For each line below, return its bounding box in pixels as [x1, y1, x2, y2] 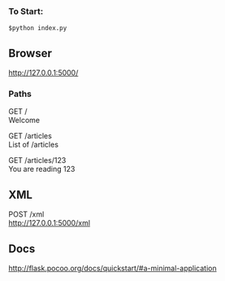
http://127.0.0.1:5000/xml [8, 218, 91, 228]
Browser [8, 46, 53, 60]
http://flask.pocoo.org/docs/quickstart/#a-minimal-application [8, 263, 217, 274]
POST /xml [8, 209, 45, 219]
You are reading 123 [8, 165, 76, 174]
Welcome [8, 116, 41, 125]
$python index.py [8, 24, 67, 33]
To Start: [8, 6, 44, 17]
